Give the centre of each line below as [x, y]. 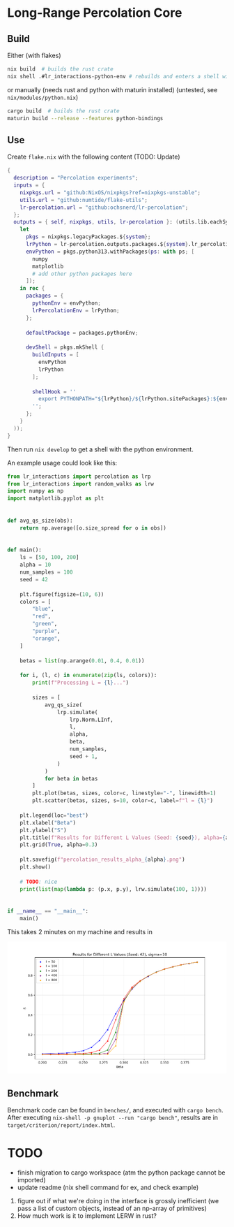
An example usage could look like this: [62, 463]
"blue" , [43, 609]
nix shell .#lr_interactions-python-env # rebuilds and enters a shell [113, 76]
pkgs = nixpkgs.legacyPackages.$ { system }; [88, 237]
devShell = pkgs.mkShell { [65, 347]
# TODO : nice [39, 882]
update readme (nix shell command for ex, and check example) [108, 1188]
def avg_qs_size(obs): [40, 521]
